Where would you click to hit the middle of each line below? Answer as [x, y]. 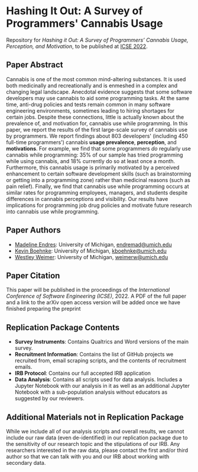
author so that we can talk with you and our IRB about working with [88, 457]
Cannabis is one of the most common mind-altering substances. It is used [96, 79]
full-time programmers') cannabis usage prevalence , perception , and [92, 142]
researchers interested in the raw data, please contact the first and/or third [97, 450]
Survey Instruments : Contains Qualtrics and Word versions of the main [102, 342]
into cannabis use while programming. [53, 211]
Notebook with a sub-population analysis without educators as [91, 392]
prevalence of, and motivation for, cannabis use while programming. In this [97, 123]
